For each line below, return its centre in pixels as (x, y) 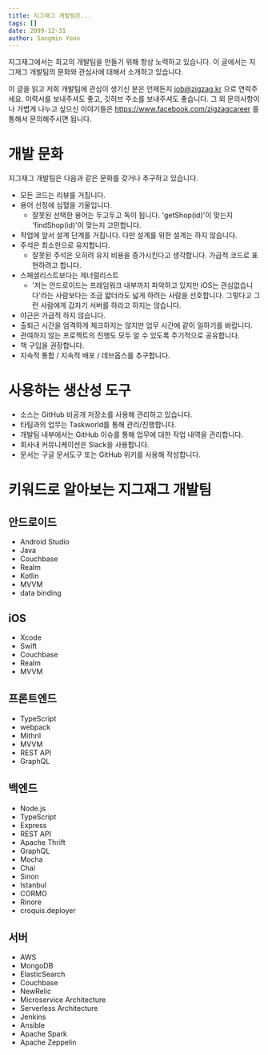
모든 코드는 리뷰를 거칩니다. (63, 195)
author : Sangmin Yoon (44, 38)
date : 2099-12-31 (37, 30)
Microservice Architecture (63, 1000)
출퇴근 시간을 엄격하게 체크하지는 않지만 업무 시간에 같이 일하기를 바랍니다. (136, 325)
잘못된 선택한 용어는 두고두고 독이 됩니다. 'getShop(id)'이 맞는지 (132, 215)
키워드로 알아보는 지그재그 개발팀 (110, 490)
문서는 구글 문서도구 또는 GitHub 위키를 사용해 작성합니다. (110, 455)
